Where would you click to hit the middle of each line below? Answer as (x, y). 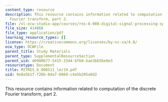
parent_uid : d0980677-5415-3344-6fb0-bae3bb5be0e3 (59, 61)
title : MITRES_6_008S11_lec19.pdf (41, 70)
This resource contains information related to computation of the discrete (81, 89)
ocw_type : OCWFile (24, 47)
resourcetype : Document (30, 65)
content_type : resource (30, 10)
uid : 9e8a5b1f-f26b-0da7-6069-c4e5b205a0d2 (51, 75)
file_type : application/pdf (34, 33)
